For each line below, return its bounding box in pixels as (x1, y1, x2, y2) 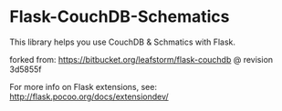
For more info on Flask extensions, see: (9, 81, 158, 92)
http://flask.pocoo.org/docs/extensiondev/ (9, 91, 169, 102)
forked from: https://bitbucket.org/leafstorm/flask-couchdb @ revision (9, 54, 274, 65)
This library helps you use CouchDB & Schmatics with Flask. (9, 36, 235, 47)
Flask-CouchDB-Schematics (9, 6, 230, 27)
